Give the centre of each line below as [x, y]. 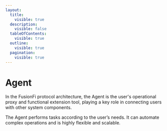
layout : [14, 10]
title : [17, 15]
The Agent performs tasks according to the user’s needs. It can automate [82, 117]
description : [24, 24]
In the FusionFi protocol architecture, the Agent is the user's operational [81, 97]
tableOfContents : [28, 34]
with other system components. [39, 108]
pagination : [23, 53]
